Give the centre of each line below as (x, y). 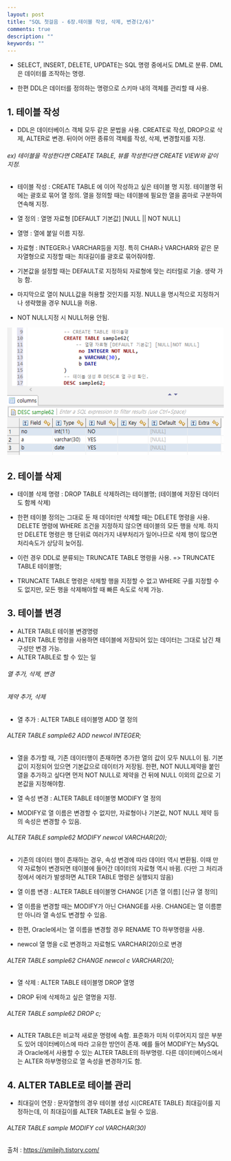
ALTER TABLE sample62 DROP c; (54, 1013)
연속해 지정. (33, 204)
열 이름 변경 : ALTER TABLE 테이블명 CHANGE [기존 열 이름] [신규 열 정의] (117, 892)
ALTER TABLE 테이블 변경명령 (57, 631)
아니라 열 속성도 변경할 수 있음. (66, 915)
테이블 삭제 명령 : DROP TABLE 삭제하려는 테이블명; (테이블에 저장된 (109, 494)
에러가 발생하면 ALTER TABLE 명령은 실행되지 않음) (104, 877)
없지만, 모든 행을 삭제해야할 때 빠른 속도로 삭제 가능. (94, 589)
